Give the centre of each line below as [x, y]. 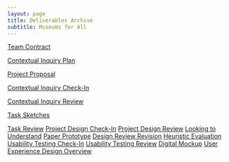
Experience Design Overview [49, 151]
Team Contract [29, 47]
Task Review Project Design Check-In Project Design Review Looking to [112, 129]
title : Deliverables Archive [50, 20]
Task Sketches [29, 115]
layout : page [27, 14]
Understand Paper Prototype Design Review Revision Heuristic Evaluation [114, 136]
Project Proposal [31, 74]
